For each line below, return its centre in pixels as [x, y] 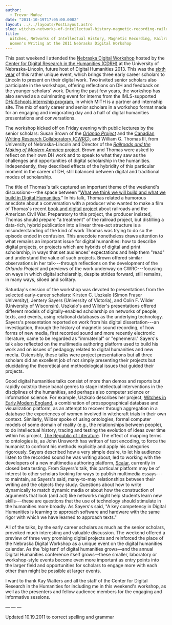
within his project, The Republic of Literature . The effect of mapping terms [83, 435]
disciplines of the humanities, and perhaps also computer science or [78, 392]
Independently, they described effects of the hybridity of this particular [80, 166]
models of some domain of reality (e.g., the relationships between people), [84, 425]
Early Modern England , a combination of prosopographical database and [82, 402]
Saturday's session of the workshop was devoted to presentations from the [85, 289]
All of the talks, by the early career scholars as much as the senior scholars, [85, 527]
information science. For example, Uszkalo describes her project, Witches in [86, 397]
